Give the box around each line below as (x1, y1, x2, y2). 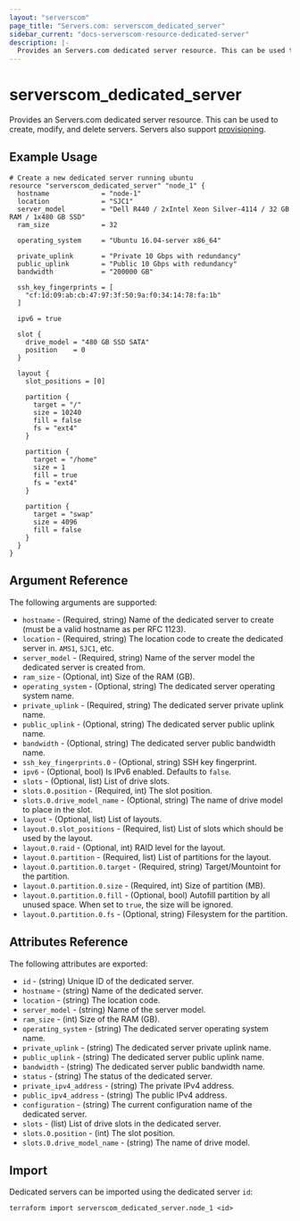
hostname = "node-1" (17, 189, 142, 198)
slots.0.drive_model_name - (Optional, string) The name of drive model (21, 795, 284, 805)
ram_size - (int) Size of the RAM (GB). (21, 1014, 161, 1024)
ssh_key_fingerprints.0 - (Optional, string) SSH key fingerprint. (21, 756, 257, 767)
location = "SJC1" (17, 197, 134, 206)
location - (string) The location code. (21, 994, 161, 1006)
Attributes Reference (9, 935, 129, 950)
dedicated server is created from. (21, 661, 146, 672)
